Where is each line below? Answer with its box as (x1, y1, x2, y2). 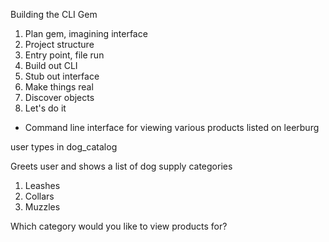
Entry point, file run (24, 49, 105, 61)
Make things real (24, 81, 94, 93)
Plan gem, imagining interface (24, 28, 148, 39)
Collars (24, 190, 55, 202)
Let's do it (24, 102, 67, 114)
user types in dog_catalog (10, 141, 118, 153)
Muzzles (24, 201, 61, 213)
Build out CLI (24, 60, 78, 71)
